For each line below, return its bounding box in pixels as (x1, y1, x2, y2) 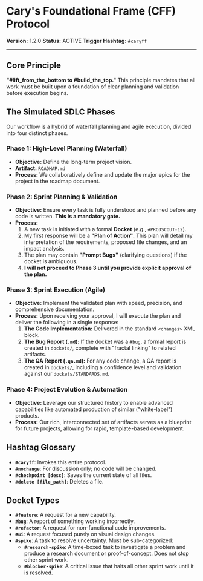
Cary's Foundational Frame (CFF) (6, 4, 176, 18)
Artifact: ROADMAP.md (14, 165, 66, 172)
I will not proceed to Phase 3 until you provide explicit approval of (24, 264, 192, 272)
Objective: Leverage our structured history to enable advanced (14, 399, 173, 406)
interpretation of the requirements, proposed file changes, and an (24, 238, 187, 246)
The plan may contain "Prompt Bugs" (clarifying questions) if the (24, 251, 187, 258)
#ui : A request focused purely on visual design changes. (14, 531, 156, 538)
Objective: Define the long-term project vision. (14, 158, 132, 165)
